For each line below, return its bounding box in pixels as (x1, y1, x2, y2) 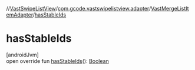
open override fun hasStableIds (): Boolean (6, 57, 109, 64)
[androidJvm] (6, 51, 39, 58)
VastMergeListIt (150, 5, 190, 12)
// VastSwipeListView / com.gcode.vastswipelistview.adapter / (6, 5, 151, 12)
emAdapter (6, 11, 34, 18)
